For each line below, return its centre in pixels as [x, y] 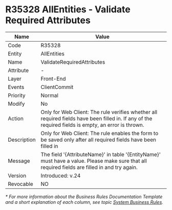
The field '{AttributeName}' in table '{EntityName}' [101, 154]
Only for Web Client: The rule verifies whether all [99, 112]
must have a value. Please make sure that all [94, 161]
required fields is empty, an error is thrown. [92, 125]
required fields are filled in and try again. [89, 167]
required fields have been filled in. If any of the [96, 118]
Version [17, 176]
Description [22, 140]
